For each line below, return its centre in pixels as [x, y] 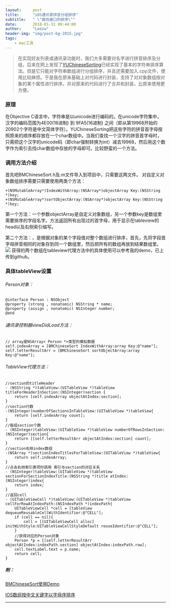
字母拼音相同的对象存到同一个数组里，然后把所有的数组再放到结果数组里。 [83, 244]
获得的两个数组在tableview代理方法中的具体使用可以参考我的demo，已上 [88, 250]
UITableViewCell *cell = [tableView [53, 508]
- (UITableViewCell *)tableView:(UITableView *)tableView [68, 499]
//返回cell [16, 495]
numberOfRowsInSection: [140, 430]
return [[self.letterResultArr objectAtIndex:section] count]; [83, 439]
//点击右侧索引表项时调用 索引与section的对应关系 [53, 467]
